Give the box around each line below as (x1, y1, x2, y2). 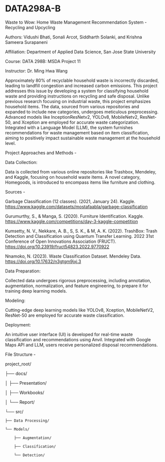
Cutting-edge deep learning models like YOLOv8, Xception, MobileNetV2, (5, 307, 154, 313)
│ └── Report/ (5, 399, 35, 405)
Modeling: (5, 297, 26, 303)
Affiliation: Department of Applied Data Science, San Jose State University (5, 49, 156, 55)
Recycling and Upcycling (5, 24, 56, 30)
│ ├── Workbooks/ (5, 390, 44, 396)
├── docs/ (5, 370, 28, 376)
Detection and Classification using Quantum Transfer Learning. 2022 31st (5, 233, 154, 239)
